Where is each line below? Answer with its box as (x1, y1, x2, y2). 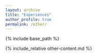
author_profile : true (5, 17, 52, 22)
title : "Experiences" (5, 12, 52, 17)
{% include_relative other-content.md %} (5, 45, 92, 51)
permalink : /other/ (5, 21, 47, 27)
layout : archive (5, 7, 40, 13)
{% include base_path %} (5, 36, 60, 42)
